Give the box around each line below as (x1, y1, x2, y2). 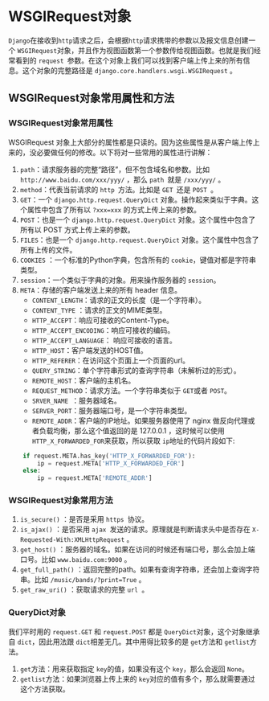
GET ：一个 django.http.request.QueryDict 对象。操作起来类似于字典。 (19, 195, 252, 204)
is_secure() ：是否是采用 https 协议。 (19, 514, 149, 524)
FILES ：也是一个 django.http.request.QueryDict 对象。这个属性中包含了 (19, 235, 259, 244)
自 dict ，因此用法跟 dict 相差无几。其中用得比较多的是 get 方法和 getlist (8, 637, 251, 646)
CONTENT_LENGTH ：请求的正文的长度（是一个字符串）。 (31, 295, 206, 305)
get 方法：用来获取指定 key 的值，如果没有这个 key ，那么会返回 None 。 (19, 664, 249, 674)
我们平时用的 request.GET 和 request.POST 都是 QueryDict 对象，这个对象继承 (8, 626, 260, 636)
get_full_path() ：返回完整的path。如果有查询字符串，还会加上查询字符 (19, 564, 260, 575)
